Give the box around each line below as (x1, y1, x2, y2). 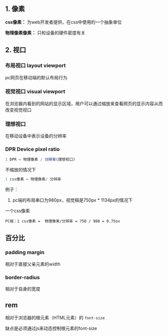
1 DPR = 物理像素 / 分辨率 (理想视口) (5, 157, 75, 162)
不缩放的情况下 (5, 167, 36, 173)
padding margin (5, 249, 45, 256)
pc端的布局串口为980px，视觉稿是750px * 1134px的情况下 (12, 197, 133, 203)
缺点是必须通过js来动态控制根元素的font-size (5, 325, 97, 331)
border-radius (5, 274, 40, 281)
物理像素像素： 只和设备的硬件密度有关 (5, 30, 85, 36)
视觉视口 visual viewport (5, 88, 65, 95)
